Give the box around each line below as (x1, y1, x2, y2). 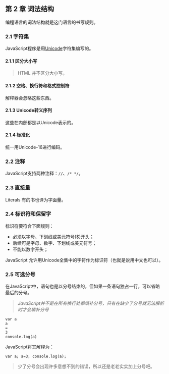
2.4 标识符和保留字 (5, 210, 51, 218)
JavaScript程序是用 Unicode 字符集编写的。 (5, 45, 94, 51)
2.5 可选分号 (5, 271, 36, 278)
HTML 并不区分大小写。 (17, 70, 67, 76)
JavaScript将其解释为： (5, 344, 54, 350)
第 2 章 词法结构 (5, 5, 54, 14)
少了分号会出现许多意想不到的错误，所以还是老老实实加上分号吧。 (17, 363, 155, 369)
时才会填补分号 (17, 307, 49, 313)
